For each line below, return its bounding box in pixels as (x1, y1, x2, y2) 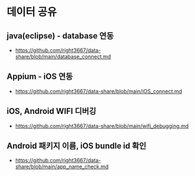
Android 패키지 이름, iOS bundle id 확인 (6, 141, 147, 151)
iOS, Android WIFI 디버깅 (6, 106, 97, 116)
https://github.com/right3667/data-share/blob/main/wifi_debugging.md (15, 122, 189, 129)
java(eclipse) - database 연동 (6, 31, 114, 41)
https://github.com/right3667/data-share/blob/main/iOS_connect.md (15, 87, 182, 94)
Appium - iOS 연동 (6, 71, 73, 82)
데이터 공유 (6, 5, 57, 19)
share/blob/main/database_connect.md (15, 53, 111, 60)
